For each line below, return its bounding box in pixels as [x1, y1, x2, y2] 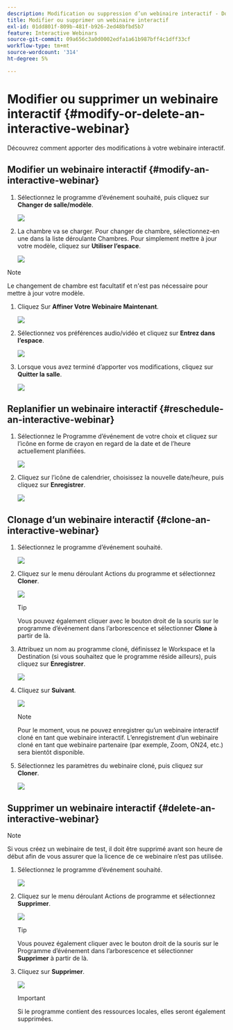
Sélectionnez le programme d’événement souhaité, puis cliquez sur [17, 193, 209, 201]
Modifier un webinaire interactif [7, 164, 147, 175]
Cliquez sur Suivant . [17, 686, 76, 694]
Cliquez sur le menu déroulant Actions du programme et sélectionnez [17, 569, 216, 578]
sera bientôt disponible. [17, 748, 85, 757]
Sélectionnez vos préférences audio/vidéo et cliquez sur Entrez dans [17, 329, 216, 337]
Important [17, 993, 46, 1002]
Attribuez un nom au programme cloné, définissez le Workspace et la [17, 645, 216, 653]
